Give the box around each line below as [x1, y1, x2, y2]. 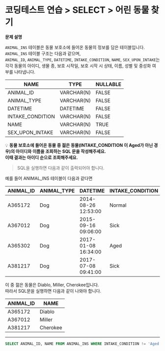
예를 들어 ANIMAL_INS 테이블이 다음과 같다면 [5, 175, 93, 181]
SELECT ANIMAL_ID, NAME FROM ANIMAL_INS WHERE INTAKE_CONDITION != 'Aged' [5, 341, 162, 346]
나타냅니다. [14, 69, 36, 75]
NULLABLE [95, 81, 122, 87]
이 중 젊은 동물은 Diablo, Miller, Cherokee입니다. [5, 282, 99, 288]
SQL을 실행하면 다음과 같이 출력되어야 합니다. [17, 165, 105, 171]
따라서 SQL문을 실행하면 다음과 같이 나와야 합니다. [5, 288, 102, 294]
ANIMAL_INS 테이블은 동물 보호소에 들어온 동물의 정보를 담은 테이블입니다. [5, 44, 145, 50]
